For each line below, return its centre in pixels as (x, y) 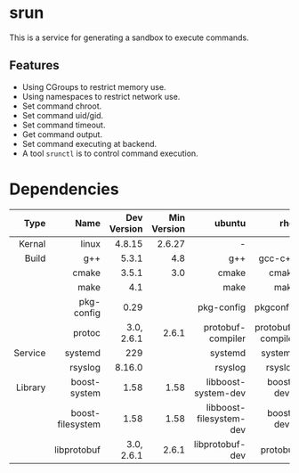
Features (34, 65)
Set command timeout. (64, 125)
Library (31, 387)
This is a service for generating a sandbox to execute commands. (129, 37)
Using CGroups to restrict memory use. (94, 86)
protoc (86, 332)
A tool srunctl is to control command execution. (110, 153)
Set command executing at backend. (89, 143)
